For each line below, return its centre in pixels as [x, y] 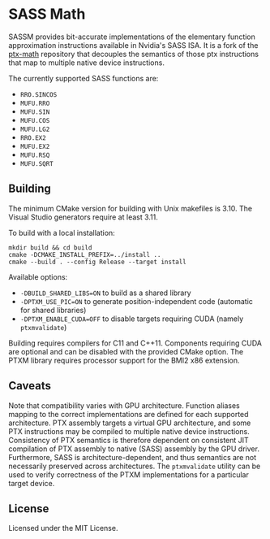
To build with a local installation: [62, 233]
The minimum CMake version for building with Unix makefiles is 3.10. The [131, 208]
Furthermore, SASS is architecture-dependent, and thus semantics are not [133, 457]
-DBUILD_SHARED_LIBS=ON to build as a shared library [106, 293]
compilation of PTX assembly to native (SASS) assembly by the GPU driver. [134, 449]
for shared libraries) [53, 310]
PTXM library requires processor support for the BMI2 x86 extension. [124, 360]
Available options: [38, 276]
